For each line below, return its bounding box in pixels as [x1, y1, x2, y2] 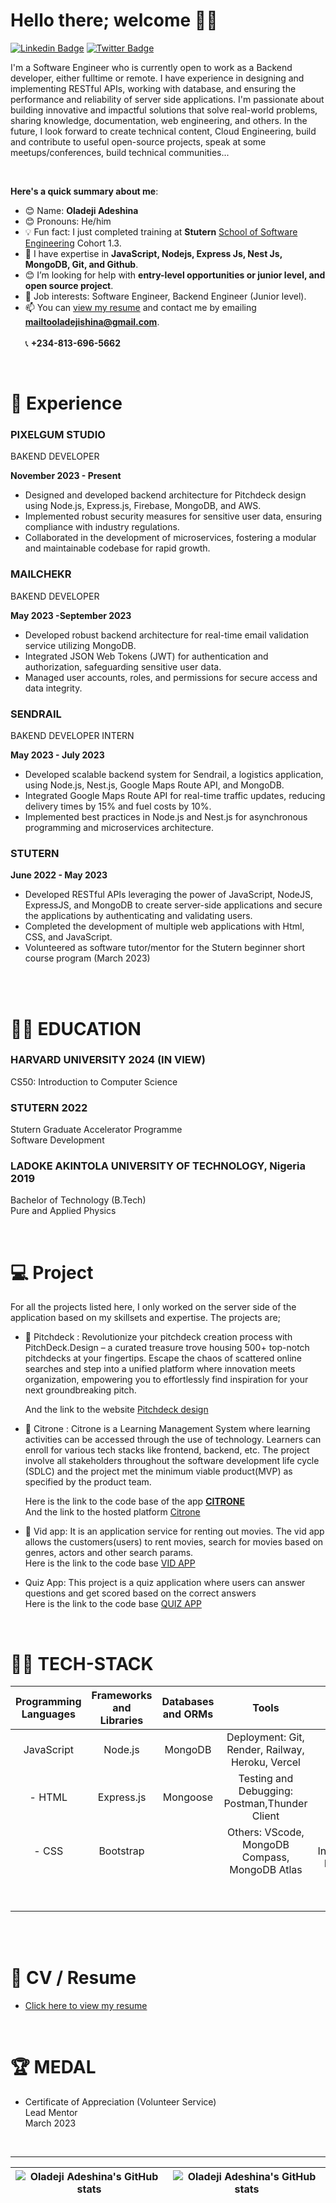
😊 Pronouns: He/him [24, 215, 112, 227]
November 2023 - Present [10, 470, 122, 482]
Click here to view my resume [24, 2000, 148, 2012]
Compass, [241, 1850, 290, 1864]
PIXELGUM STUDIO [10, 428, 106, 442]
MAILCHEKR [10, 567, 72, 581]
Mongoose [162, 1790, 214, 1804]
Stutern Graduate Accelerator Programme [10, 1124, 183, 1136]
